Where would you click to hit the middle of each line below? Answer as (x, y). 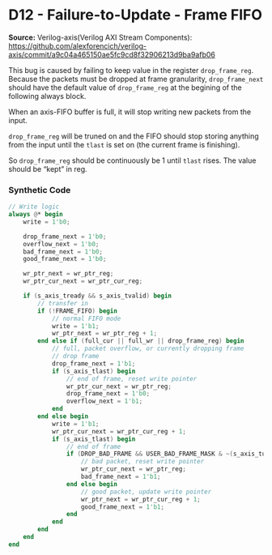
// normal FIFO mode (86, 318)
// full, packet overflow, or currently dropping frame (148, 349)
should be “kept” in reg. (48, 169)
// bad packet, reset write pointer (142, 462)
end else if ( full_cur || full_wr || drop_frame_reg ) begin (141, 341)
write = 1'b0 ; (47, 222)
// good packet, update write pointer (146, 492)
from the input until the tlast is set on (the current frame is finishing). (124, 144)
